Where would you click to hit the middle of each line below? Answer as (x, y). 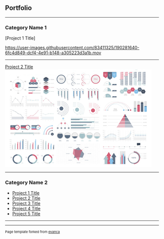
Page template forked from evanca (32, 232)
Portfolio (19, 8)
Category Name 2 (26, 182)
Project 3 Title (26, 203)
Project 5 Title (26, 214)
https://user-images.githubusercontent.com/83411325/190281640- (72, 48)
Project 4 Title (26, 209)
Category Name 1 (26, 27)
